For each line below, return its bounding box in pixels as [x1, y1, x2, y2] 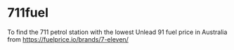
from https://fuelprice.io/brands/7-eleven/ [7, 35, 129, 43]
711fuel [7, 5, 49, 21]
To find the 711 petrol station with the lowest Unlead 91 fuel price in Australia [7, 28, 228, 36]
